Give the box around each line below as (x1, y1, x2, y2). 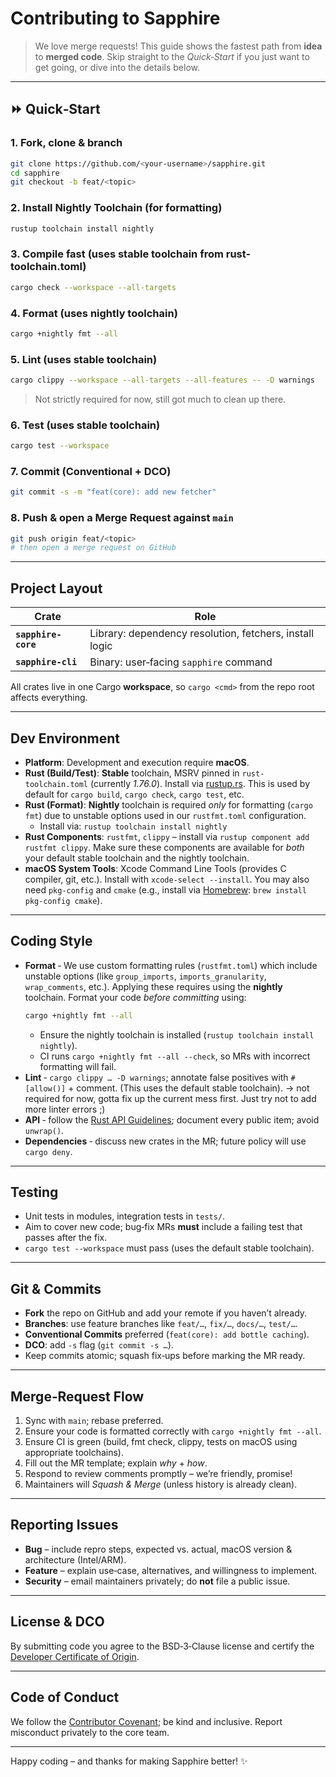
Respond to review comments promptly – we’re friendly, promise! (24, 1468, 293, 1480)
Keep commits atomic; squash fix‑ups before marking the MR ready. (24, 1350, 306, 1362)
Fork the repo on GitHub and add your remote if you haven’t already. (24, 1307, 308, 1319)
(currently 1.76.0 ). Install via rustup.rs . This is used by (89, 777, 311, 789)
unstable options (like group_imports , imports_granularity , (24, 970, 267, 982)
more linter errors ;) (24, 1103, 106, 1115)
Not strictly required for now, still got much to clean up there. (34, 393, 287, 405)
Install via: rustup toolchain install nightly (39, 820, 228, 832)
